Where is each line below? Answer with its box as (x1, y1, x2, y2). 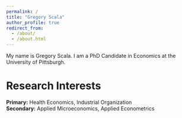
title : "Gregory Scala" (6, 14, 65, 20)
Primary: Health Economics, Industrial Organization (6, 99, 132, 106)
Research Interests (6, 79, 101, 93)
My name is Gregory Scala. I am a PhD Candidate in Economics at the (6, 53, 176, 59)
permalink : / (6, 8, 39, 15)
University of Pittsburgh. (6, 58, 66, 65)
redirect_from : (6, 25, 44, 31)
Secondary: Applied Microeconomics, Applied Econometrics (6, 104, 155, 112)
